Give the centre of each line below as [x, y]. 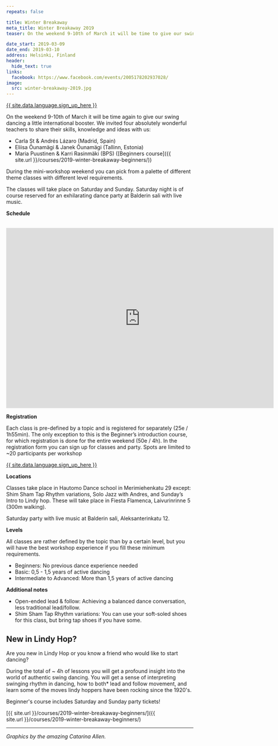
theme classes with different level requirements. [65, 178]
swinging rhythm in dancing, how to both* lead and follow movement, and [97, 684]
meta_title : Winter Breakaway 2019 [50, 28]
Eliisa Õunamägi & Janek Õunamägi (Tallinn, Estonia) [79, 147]
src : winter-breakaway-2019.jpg [52, 89]
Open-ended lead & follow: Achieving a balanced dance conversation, [100, 602]
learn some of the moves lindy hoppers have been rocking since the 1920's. [99, 690]
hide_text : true [31, 66]
